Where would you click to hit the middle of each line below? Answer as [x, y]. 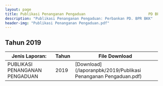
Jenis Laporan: [29, 56]
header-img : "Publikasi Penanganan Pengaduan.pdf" [57, 23]
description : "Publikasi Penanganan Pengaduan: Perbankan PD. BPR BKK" [79, 18]
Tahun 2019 [23, 42]
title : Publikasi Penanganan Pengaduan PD [79, 14]
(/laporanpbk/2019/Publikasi [108, 71]
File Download [115, 56]
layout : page [18, 9]
